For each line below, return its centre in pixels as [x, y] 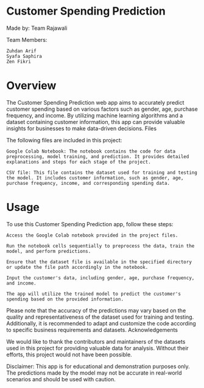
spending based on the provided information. [65, 299]
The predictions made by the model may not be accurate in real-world [94, 373]
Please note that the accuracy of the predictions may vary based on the [96, 310]
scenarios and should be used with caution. [61, 379]
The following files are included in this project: [64, 140]
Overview [31, 86]
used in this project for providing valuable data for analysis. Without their [97, 348]
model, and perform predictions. [49, 251]
